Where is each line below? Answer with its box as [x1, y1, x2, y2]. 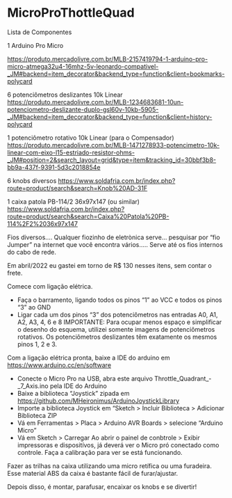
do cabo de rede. [7, 248, 57, 256]
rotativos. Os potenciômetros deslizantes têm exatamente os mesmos [17, 332, 217, 341]
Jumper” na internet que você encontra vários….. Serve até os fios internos [7, 240, 224, 248]
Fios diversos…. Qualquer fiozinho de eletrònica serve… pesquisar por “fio [7, 233, 220, 241]
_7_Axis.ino [17, 381, 49, 390]
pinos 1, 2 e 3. [17, 339, 58, 348]
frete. [7, 268, 23, 277]
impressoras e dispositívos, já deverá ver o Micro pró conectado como [17, 440, 219, 449]
